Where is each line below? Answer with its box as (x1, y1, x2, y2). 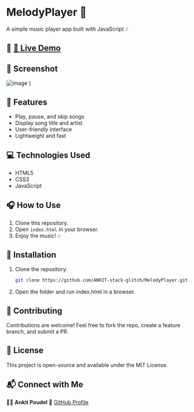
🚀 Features (6, 97, 48, 107)
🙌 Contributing (6, 306, 63, 316)
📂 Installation (6, 250, 57, 260)
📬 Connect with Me (6, 380, 83, 390)
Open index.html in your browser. (14, 226, 99, 233)
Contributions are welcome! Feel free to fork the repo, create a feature (6, 322, 181, 329)
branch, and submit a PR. (6, 328, 69, 336)
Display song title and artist (14, 119, 83, 126)
